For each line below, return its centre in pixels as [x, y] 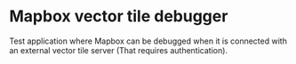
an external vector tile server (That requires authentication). [119, 50]
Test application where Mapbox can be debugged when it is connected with [148, 41]
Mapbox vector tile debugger [119, 16]
